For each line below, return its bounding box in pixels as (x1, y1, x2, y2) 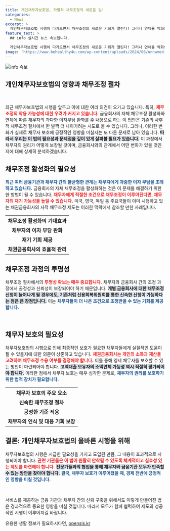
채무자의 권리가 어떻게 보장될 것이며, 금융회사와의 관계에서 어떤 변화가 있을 (5, 142, 153, 148)
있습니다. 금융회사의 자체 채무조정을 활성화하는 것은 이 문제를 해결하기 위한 (14, 185, 162, 191)
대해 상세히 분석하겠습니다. (14, 149, 68, 155)
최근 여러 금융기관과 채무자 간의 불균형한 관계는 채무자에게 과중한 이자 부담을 (5, 179, 155, 185)
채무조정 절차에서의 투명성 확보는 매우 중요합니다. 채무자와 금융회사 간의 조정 (5, 279, 156, 285)
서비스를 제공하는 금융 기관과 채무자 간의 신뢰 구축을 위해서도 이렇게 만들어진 (5, 497, 157, 503)
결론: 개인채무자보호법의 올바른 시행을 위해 (5, 437, 130, 445)
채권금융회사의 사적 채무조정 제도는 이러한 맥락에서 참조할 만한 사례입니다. (10, 204, 157, 210)
